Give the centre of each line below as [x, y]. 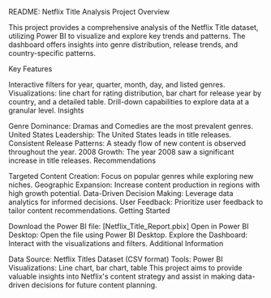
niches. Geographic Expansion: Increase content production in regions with [134, 185]
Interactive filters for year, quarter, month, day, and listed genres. [117, 85]
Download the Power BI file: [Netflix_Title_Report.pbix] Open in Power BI [129, 226]
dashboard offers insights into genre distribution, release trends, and [123, 45]
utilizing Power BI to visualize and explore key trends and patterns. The [127, 36]
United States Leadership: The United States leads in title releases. [120, 134]
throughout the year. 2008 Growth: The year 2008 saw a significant [121, 152]
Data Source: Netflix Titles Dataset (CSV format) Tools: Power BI [116, 259]
